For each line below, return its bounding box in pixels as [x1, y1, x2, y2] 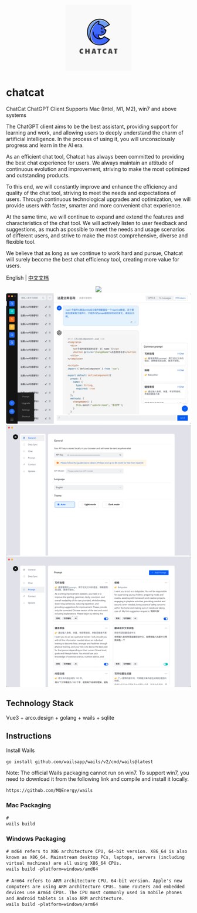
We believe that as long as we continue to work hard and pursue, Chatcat [6, 249, 184, 257]
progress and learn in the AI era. [6, 142, 84, 149]
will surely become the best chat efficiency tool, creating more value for [6, 256, 180, 263]
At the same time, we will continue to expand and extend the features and [6, 213, 184, 220]
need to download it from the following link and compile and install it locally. [6, 775, 189, 783]
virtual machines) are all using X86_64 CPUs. [6, 860, 122, 867]
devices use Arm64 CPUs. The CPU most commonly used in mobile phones [6, 889, 182, 896]
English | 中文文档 [6, 274, 49, 281]
